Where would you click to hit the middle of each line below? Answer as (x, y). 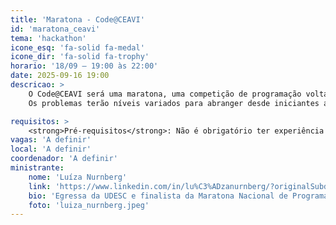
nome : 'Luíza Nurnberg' (78, 177)
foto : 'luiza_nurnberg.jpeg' (89, 205)
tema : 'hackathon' (48, 38)
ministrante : (37, 168)
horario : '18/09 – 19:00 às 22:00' (84, 66)
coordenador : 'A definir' (64, 159)
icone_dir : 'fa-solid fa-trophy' (80, 57)
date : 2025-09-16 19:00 (60, 76)
